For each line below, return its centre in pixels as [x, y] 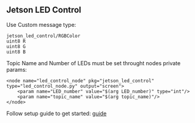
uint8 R [16, 41]
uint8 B [16, 52]
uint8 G [16, 46]
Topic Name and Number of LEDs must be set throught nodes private [94, 63]
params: [17, 69]
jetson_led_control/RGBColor [43, 36]
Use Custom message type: [41, 24]
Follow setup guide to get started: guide [57, 113]
